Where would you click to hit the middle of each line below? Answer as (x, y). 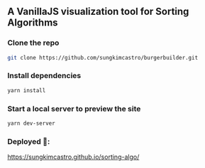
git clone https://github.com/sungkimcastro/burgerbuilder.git (103, 57)
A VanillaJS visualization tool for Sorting (98, 12)
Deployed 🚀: (29, 141)
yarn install (27, 90)
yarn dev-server (31, 123)
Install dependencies (44, 76)
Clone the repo (33, 43)
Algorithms (33, 23)
